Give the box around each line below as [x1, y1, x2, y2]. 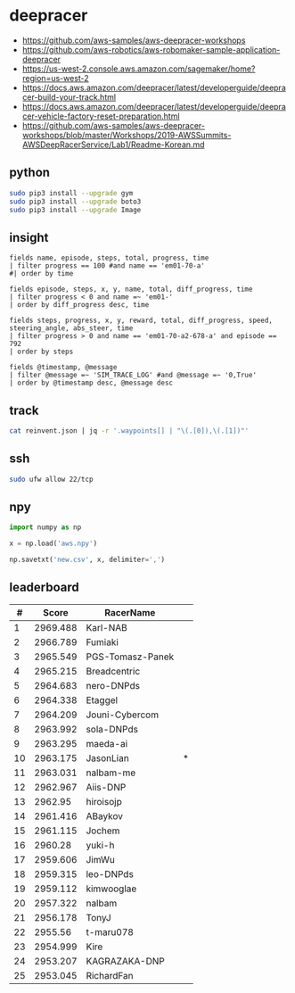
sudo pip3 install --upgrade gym [9, 188, 134, 197]
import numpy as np [9, 523, 82, 532]
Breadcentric [86, 665, 141, 677]
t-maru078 [86, 925, 134, 938]
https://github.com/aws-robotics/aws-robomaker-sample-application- [21, 44, 281, 54]
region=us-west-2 [21, 72, 89, 83]
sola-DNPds [86, 723, 138, 735]
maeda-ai [86, 737, 128, 749]
